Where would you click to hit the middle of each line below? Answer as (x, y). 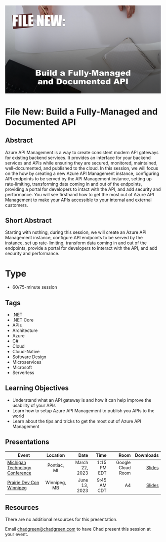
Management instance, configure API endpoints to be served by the (74, 238)
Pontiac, (56, 465)
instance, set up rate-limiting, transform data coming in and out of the (76, 243)
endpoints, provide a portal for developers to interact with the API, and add (81, 248)
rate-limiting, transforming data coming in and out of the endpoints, (74, 184)
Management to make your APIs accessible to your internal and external (78, 200)
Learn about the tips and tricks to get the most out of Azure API (77, 421)
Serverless (23, 373)
